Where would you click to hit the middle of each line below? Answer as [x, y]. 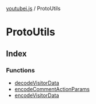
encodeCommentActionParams [52, 89]
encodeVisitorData [37, 95]
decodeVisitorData [37, 83]
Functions [20, 70]
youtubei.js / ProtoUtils [33, 8]
